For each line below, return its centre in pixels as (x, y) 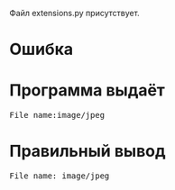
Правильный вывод (87, 151)
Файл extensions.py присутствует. (74, 13)
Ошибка (41, 50)
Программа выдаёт (87, 90)
